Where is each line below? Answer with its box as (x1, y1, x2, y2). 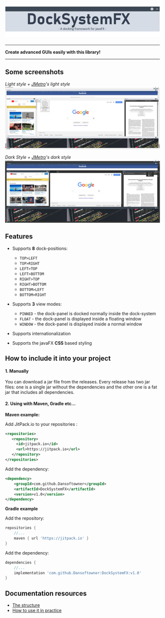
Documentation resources (5, 589, 87, 597)
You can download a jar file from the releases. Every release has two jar (5, 379, 150, 385)
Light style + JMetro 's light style (5, 81, 70, 87)
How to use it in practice (12, 608, 62, 614)
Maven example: (5, 412, 40, 417)
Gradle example (5, 506, 38, 512)
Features (5, 233, 33, 241)
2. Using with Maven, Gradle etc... (5, 401, 76, 407)
